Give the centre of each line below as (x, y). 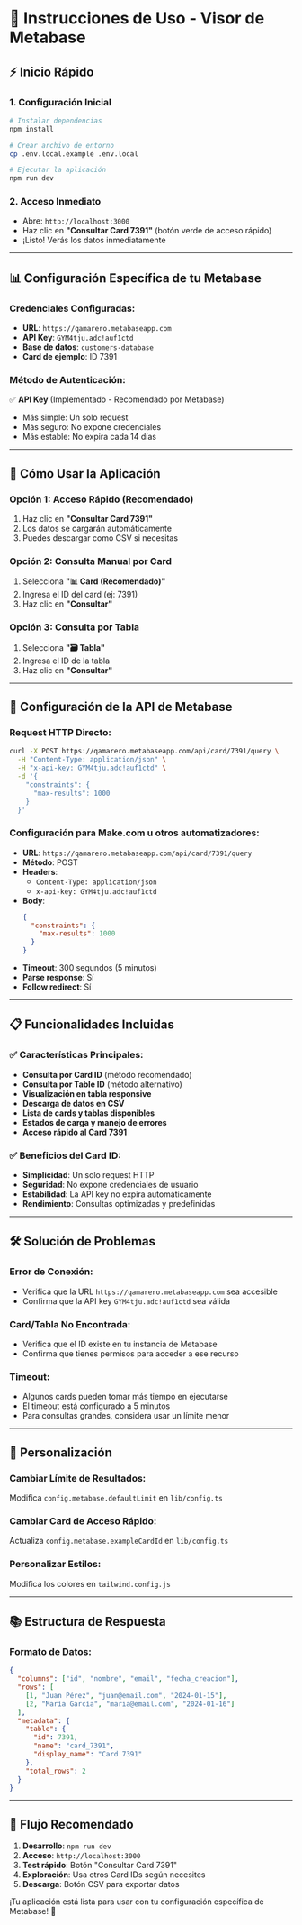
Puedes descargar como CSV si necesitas (100, 538)
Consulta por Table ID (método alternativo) (102, 1084)
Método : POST (50, 862)
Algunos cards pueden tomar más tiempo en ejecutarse (125, 1397)
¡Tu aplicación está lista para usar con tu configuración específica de (137, 1902)
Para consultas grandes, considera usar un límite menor (126, 1416)
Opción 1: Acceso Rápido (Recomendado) (102, 499)
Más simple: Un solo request (75, 417)
